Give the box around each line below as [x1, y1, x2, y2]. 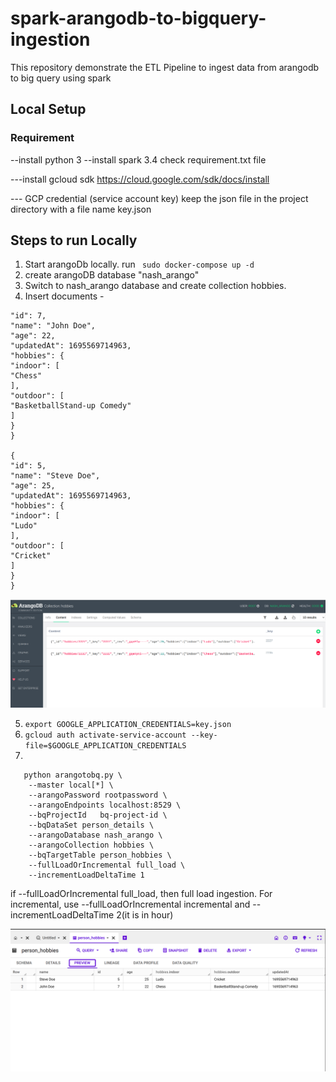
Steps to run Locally [10, 232, 138, 249]
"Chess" [10, 371, 43, 381]
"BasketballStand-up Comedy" [10, 401, 132, 411]
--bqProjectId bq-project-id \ [28, 810, 168, 821]
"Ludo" [10, 521, 38, 531]
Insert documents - [24, 290, 105, 302]
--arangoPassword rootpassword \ [28, 790, 168, 801]
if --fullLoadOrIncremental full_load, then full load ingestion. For [10, 888, 273, 900]
